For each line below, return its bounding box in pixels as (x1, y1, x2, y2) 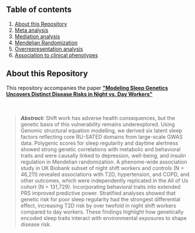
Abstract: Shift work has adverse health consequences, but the (20, 114, 175, 121)
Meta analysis (14, 26, 49, 34)
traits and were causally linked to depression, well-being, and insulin (20, 152, 186, 159)
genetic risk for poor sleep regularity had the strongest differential (20, 195, 181, 202)
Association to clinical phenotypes (14, 51, 98, 58)
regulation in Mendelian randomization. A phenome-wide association (20, 158, 187, 165)
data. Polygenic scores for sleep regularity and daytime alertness (20, 139, 179, 147)
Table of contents (6, 5, 72, 15)
